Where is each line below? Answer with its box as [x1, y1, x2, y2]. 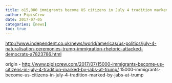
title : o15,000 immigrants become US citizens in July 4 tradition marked [5, 7, 168, 13]
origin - [5, 61, 21, 67]
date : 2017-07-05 [5, 17, 42, 22]
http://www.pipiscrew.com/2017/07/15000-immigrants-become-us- [21, 61, 164, 67]
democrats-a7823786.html [5, 51, 62, 58]
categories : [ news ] [5, 21, 47, 27]
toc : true [5, 26, 27, 32]
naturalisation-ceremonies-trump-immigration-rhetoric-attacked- [5, 46, 143, 52]
